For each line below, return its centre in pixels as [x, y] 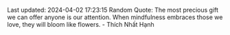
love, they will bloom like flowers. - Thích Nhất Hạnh [81, 24]
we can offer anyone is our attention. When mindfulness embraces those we [115, 17]
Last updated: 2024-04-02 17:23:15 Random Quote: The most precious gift [113, 10]
